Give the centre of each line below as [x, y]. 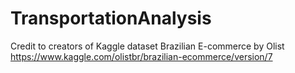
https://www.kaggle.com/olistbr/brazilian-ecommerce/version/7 [141, 56]
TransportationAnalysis [111, 18]
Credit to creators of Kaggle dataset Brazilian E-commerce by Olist [147, 46]
